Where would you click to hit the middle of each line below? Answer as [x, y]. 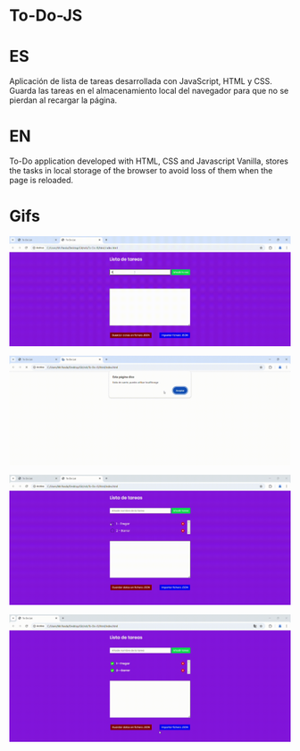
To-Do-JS [46, 16]
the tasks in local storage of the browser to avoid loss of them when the [141, 171]
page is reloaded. [42, 181]
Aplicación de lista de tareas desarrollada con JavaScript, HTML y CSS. [141, 81]
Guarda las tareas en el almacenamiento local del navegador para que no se [149, 91]
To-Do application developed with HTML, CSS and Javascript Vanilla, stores [149, 161]
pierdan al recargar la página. [63, 100]
